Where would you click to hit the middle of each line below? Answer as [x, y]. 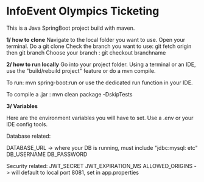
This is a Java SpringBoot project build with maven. [71, 28]
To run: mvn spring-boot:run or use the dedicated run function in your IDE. [100, 83]
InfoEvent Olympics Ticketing [83, 11]
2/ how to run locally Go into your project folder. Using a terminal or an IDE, [101, 64]
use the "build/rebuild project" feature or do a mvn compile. [81, 70]
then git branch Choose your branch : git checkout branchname [86, 52]
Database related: [29, 136]
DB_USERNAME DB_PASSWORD [47, 154]
